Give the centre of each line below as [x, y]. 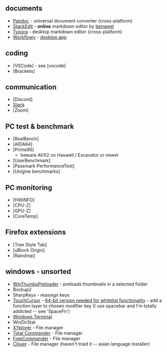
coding [17, 53]
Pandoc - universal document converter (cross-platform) [73, 20]
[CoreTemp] [25, 216]
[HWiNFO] [24, 200]
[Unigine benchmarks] [36, 172]
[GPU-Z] [22, 211]
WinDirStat [24, 322]
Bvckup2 [22, 289]
